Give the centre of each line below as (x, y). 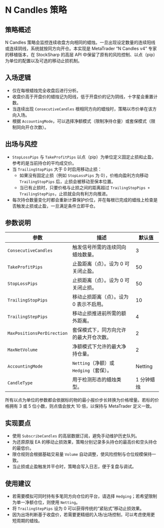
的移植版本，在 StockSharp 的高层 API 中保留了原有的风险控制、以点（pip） (81, 55)
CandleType (20, 383)
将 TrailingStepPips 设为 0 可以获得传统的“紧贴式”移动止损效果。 (78, 508)
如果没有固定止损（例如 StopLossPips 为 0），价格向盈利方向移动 (84, 175)
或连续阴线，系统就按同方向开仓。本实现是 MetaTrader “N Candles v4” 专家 (81, 49)
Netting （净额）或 (93, 363)
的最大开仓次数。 (92, 337)
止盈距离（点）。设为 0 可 (101, 264)
